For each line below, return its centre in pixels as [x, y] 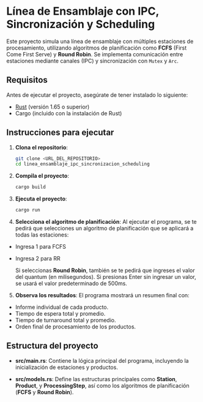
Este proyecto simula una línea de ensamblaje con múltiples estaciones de [100, 41]
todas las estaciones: [42, 235]
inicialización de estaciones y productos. [66, 367]
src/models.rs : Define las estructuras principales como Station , [96, 379]
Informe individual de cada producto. [62, 307]
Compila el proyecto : [42, 176]
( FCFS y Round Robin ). [44, 392]
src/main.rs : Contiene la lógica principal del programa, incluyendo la [102, 360]
